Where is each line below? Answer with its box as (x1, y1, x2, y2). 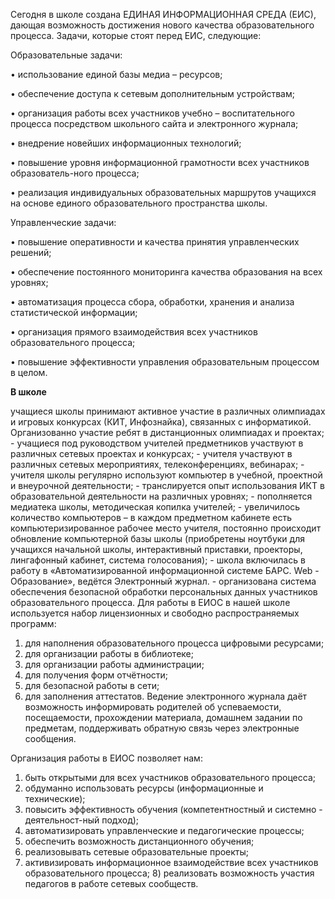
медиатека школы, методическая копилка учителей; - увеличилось (10, 501, 301, 513)
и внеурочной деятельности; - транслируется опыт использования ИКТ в (10, 480, 325, 491)
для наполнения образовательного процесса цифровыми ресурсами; (24, 637, 325, 649)
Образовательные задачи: (10, 49, 123, 61)
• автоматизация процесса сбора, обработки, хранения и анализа (10, 296, 295, 308)
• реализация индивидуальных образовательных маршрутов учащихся (10, 187, 317, 198)
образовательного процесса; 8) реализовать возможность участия (24, 867, 315, 879)
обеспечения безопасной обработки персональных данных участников (10, 586, 318, 598)
